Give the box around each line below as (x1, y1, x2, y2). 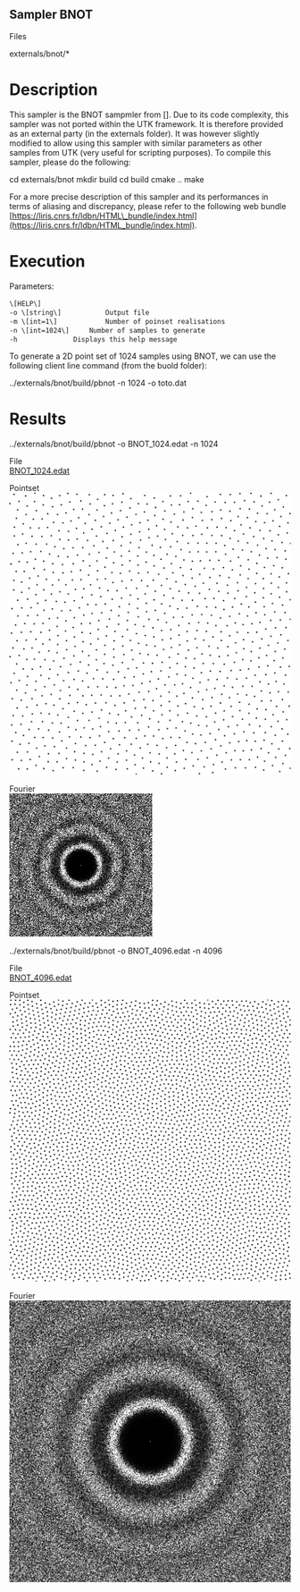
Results (9, 409, 67, 428)
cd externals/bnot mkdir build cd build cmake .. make (9, 174, 204, 184)
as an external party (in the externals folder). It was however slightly (9, 128, 260, 139)
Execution (9, 250, 86, 271)
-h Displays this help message (9, 334, 178, 343)
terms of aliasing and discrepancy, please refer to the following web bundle (9, 200, 287, 211)
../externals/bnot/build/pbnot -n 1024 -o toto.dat (9, 377, 187, 388)
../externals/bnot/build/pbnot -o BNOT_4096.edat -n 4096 (9, 945, 223, 956)
